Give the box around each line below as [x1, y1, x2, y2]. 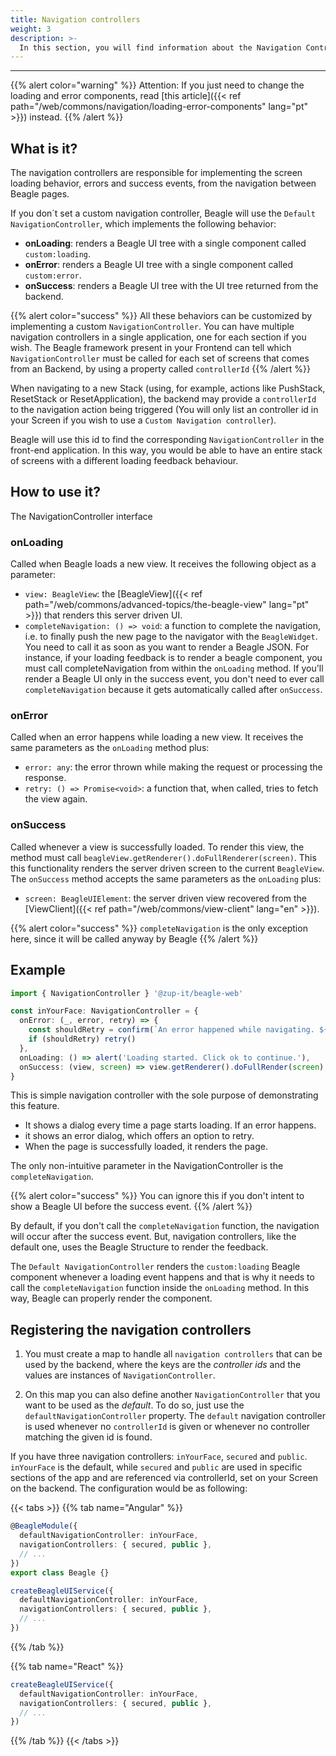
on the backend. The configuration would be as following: [10, 1482, 248, 1495]
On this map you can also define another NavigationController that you [24, 1389, 321, 1401]
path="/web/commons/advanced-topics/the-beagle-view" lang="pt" [24, 599, 310, 611]
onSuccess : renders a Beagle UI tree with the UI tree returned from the [24, 280, 319, 292]
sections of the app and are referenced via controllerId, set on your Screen [10, 1472, 319, 1484]
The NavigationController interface [10, 510, 153, 522]
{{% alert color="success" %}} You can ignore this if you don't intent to [10, 1190, 305, 1202]
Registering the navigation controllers [10, 1321, 252, 1338]
